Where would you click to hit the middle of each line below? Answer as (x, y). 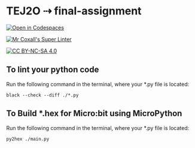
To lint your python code (53, 70)
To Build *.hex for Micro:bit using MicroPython (94, 114)
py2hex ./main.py (28, 139)
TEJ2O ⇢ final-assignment (74, 11)
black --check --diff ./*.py (42, 95)
